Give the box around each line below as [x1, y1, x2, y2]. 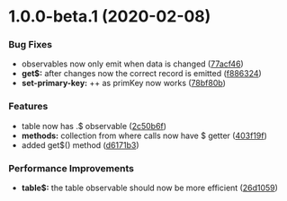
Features [8, 100, 49, 113]
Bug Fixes [8, 39, 53, 51]
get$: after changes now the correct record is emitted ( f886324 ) [21, 68, 262, 79]
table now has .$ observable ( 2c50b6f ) [21, 120, 167, 131]
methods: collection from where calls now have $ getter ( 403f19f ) [21, 130, 267, 141]
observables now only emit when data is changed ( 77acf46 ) [21, 58, 244, 69]
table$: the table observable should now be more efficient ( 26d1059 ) [21, 182, 278, 194]
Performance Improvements [8, 162, 135, 174]
